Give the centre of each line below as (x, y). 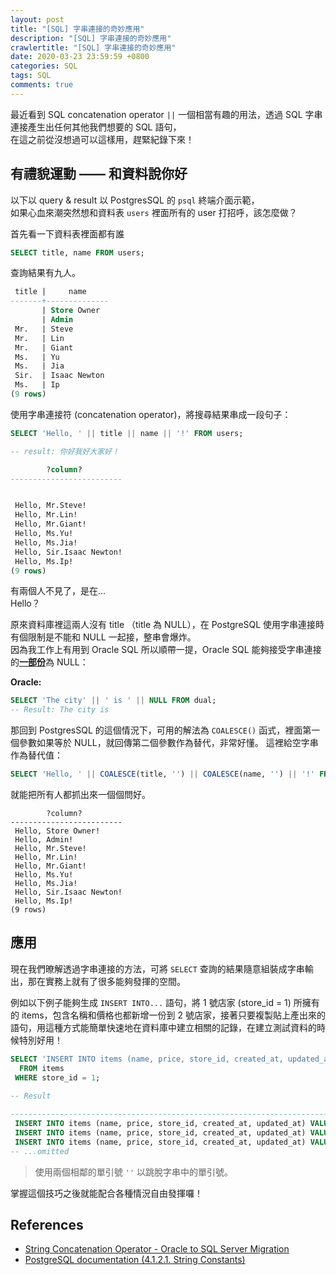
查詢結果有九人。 (45, 273)
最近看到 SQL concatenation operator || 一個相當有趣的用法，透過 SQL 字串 (166, 114)
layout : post (37, 19)
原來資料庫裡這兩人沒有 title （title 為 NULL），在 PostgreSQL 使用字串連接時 (167, 625)
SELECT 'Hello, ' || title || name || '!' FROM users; (127, 433)
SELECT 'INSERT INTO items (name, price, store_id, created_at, (147, 1059)
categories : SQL (44, 66)
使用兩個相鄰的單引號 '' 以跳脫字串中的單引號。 (133, 1172)
